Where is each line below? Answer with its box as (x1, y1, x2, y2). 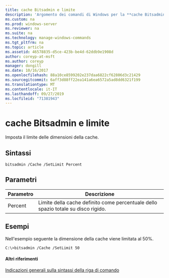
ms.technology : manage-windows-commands (5, 36, 92, 41)
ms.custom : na (5, 17, 35, 22)
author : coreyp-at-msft (5, 54, 55, 59)
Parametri (5, 176, 37, 184)
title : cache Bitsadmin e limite (5, 7, 75, 13)
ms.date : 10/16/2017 (5, 68, 49, 73)
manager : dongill (5, 63, 42, 68)
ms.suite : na (5, 31, 33, 36)
